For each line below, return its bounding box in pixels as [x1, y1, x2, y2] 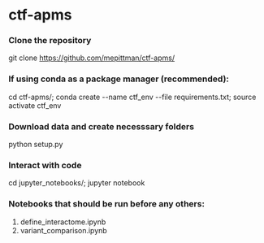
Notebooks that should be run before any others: [8, 198, 206, 210]
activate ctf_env [8, 100, 62, 111]
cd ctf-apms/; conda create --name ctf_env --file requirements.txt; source [8, 92, 257, 102]
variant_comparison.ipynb [19, 225, 107, 235]
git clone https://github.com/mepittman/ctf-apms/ [8, 53, 175, 63]
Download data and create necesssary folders [8, 120, 195, 132]
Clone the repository [8, 35, 92, 46]
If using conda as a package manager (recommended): [8, 73, 230, 85]
